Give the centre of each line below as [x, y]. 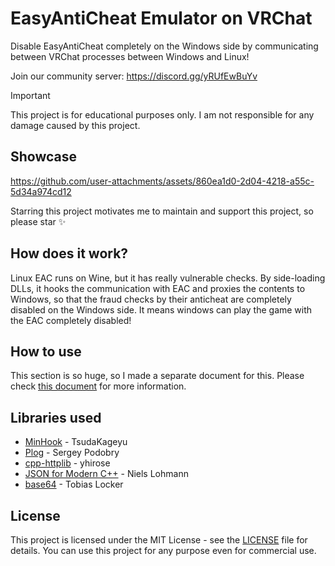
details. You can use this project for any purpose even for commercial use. [163, 550]
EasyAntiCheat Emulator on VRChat [161, 18]
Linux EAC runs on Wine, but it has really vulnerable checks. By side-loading [168, 278]
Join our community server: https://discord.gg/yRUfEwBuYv [134, 76]
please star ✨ [38, 221]
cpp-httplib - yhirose [67, 463]
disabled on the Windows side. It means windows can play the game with [161, 309]
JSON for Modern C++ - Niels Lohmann [106, 474]
